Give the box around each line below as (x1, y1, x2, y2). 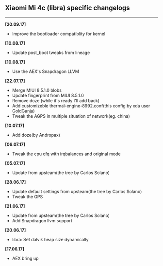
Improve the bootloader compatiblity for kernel (12, 31, 106, 36)
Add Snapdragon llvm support (12, 217, 73, 223)
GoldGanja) (12, 108, 35, 114)
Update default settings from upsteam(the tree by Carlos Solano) (12, 188, 142, 194)
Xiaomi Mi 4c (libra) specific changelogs (5, 4, 130, 12)
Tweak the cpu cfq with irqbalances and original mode (12, 151, 121, 157)
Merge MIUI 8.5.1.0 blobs (12, 87, 62, 93)
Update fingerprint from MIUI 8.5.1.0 (12, 92, 84, 98)
